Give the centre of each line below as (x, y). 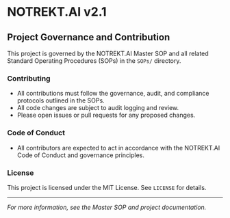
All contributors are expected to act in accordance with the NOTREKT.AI (118, 148)
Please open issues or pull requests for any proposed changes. (106, 115)
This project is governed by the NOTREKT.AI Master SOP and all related (108, 53)
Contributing (29, 78)
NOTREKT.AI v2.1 (57, 12)
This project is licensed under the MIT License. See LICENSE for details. (107, 187)
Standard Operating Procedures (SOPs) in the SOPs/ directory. (94, 61)
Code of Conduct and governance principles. (81, 155)
